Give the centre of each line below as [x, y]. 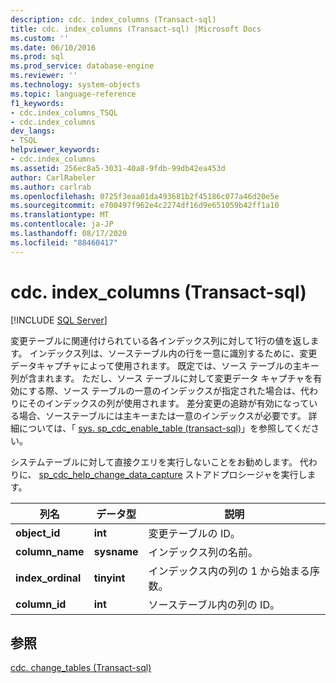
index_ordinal [48, 578]
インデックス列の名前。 [203, 552]
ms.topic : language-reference [73, 94]
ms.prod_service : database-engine [82, 66]
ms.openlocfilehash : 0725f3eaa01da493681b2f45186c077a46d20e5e [145, 196]
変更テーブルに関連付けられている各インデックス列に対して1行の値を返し [160, 340]
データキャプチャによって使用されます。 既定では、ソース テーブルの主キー [165, 365]
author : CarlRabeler [53, 177]
